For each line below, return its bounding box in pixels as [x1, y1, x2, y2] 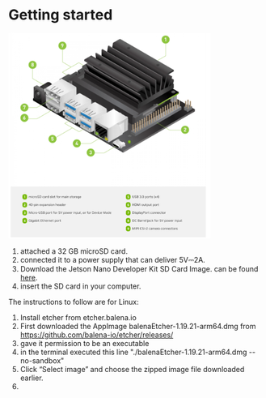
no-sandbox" [19, 356, 65, 366]
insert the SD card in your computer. [19, 281, 141, 291]
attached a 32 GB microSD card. [19, 246, 128, 256]
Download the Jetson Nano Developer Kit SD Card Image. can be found [19, 264, 259, 274]
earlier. [19, 373, 44, 383]
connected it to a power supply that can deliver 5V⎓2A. [19, 255, 206, 265]
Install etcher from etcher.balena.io [19, 313, 137, 323]
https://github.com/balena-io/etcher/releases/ [19, 330, 174, 340]
